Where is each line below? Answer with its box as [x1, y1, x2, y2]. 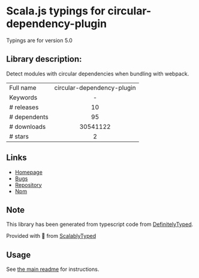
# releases [9, 103, 39, 111]
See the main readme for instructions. [6, 265, 99, 273]
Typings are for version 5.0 [6, 37, 73, 44]
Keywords [9, 93, 38, 101]
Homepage [14, 168, 43, 176]
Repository [14, 181, 42, 188]
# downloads [9, 122, 46, 131]
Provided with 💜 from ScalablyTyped [6, 232, 97, 240]
